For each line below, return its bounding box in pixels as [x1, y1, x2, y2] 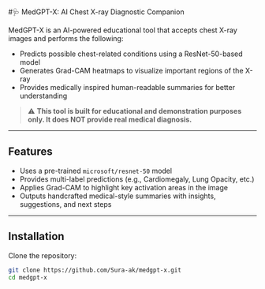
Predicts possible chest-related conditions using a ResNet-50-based [19, 49, 243, 58]
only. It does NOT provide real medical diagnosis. [27, 114, 192, 124]
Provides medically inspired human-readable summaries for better [19, 83, 235, 92]
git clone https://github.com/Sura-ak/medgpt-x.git [8, 266, 181, 274]
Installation [8, 230, 65, 243]
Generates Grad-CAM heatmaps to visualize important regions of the [19, 66, 244, 75]
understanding [19, 91, 68, 100]
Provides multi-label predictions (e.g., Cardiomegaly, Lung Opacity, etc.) [19, 174, 255, 184]
